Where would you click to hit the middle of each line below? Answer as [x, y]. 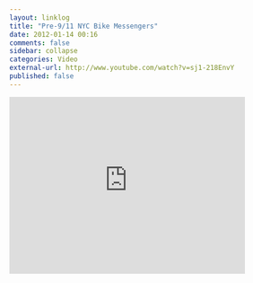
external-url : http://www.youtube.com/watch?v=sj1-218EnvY [122, 68]
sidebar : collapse [44, 51]
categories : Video [44, 59]
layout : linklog [39, 18]
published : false [42, 76]
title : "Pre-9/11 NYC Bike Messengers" [84, 26]
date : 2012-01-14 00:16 [54, 34]
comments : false [39, 43]
